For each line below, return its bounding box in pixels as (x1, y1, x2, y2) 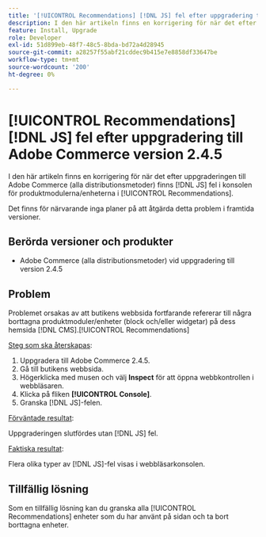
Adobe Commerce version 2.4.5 (8, 145, 223, 163)
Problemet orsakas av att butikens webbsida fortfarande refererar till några (8, 308, 252, 318)
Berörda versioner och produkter (8, 234, 173, 248)
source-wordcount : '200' (8, 63, 90, 71)
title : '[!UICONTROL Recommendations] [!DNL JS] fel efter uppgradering (8, 11, 253, 20)
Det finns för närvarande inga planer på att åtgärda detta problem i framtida (8, 204, 255, 213)
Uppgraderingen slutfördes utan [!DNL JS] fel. (8, 428, 158, 438)
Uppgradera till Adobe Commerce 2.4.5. (19, 356, 150, 365)
